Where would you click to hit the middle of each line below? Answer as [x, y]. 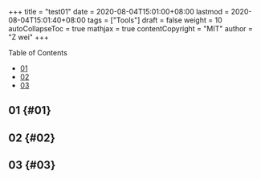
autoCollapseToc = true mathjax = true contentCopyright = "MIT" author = [130, 28]
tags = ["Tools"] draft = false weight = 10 [155, 20]
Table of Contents [38, 53]
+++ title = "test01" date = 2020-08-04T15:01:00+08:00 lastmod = [119, 12]
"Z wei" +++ [29, 37]
